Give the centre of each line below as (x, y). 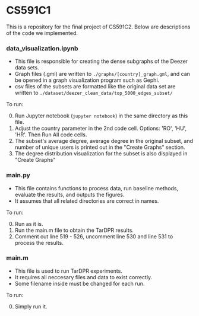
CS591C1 (29, 10)
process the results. (39, 242)
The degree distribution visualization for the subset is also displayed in (101, 154)
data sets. (27, 68)
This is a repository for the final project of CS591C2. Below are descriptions (98, 27)
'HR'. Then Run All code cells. (51, 135)
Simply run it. (31, 307)
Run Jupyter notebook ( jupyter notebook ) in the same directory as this (101, 116)
